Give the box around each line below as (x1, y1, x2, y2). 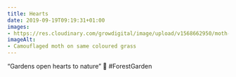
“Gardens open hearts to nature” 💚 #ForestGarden (7, 62, 152, 70)
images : (7, 23, 30, 30)
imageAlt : (7, 36, 37, 43)
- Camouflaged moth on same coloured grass (7, 43, 137, 50)
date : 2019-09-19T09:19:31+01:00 (7, 17, 105, 24)
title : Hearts (7, 10, 49, 17)
